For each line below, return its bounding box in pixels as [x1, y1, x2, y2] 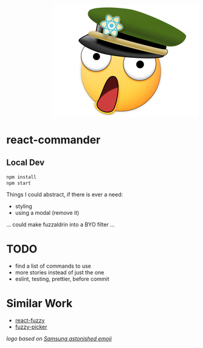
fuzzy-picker [15, 323, 47, 330]
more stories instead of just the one [15, 268, 105, 276]
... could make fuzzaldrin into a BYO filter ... [6, 221, 115, 228]
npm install [6, 174, 36, 180]
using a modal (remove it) [15, 209, 80, 216]
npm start [6, 180, 32, 186]
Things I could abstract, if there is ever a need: [6, 191, 123, 198]
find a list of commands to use [15, 262, 91, 270]
